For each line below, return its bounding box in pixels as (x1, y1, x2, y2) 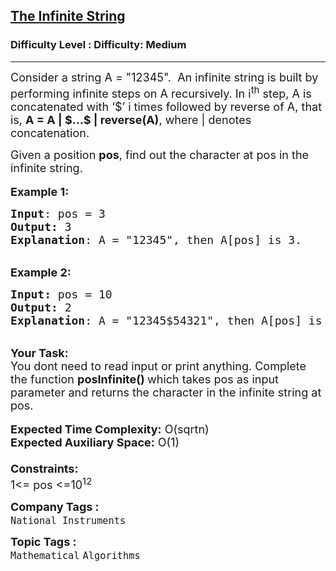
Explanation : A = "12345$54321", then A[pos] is (10, 313, 323, 328)
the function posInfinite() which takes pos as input (10, 372, 279, 386)
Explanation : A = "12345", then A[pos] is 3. (10, 232, 302, 247)
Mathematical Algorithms (10, 549, 141, 562)
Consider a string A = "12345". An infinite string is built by (10, 70, 319, 84)
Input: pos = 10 (10, 287, 113, 301)
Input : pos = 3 (10, 206, 106, 221)
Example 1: (10, 184, 70, 199)
